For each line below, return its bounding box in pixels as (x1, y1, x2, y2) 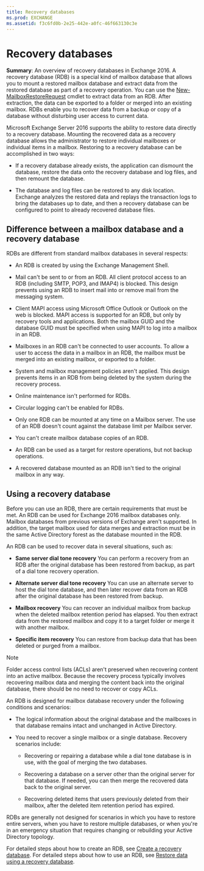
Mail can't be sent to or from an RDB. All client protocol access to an (15, 273, 187, 281)
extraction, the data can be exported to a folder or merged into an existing (6, 99, 192, 107)
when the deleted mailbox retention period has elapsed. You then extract (15, 611, 198, 618)
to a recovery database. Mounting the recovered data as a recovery (6, 131, 176, 138)
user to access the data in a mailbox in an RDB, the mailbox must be (15, 349, 186, 356)
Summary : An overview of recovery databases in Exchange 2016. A (6, 67, 177, 74)
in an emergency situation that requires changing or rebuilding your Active (6, 826, 193, 834)
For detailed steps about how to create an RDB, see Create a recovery (6, 845, 182, 852)
